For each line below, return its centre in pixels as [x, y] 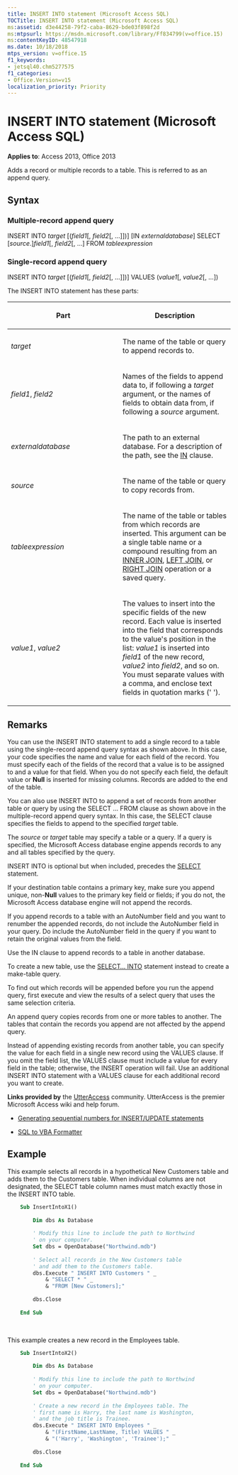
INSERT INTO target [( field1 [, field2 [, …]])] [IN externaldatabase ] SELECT [114, 236]
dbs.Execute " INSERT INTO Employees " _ [95, 1426]
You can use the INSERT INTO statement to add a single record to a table [114, 741]
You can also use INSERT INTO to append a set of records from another [112, 800]
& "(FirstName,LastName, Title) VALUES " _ [110, 1432]
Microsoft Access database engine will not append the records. [100, 902]
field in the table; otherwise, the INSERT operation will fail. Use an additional [118, 1068]
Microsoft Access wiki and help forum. [63, 1104]
